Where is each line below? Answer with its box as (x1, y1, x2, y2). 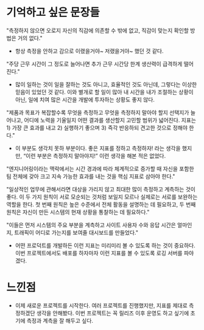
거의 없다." (17, 34, 43, 41)
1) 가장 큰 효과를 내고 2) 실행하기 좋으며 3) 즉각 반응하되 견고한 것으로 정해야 (6, 124, 188, 131)
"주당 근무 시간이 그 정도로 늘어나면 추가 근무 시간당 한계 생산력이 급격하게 (6, 60, 183, 67)
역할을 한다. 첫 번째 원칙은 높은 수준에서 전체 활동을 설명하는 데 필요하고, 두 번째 (6, 201, 196, 208)
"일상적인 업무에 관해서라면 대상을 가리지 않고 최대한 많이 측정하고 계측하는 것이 (6, 185, 196, 193)
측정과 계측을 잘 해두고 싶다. (26, 317, 93, 324)
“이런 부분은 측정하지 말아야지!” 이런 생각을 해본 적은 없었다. (23, 152, 166, 159)
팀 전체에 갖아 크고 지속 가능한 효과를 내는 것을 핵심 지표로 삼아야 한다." (6, 173, 175, 180)
